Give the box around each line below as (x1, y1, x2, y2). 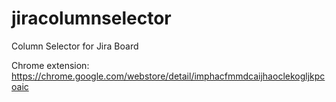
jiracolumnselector (11, 7, 172, 30)
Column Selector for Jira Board (11, 40, 139, 52)
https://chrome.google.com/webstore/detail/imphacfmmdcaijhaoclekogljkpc (11, 70, 326, 82)
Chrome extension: (11, 59, 90, 71)
